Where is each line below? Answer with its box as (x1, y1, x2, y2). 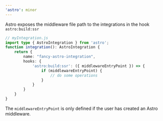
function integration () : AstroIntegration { (5, 45, 100, 50)
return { (14, 49, 33, 54)
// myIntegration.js (5, 35, 49, 40)
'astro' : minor (5, 7, 37, 13)
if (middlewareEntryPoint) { (41, 68, 102, 73)
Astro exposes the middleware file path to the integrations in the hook (5, 21, 150, 27)
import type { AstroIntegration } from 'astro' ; (5, 40, 109, 45)
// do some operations (50, 73, 98, 78)
